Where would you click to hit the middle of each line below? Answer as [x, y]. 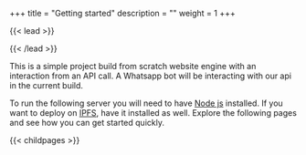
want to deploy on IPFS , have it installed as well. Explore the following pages [153, 113]
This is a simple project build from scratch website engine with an [133, 66]
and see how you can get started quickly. [87, 123]
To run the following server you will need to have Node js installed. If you [146, 103]
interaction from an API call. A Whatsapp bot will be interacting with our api [151, 76]
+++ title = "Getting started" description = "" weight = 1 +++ [122, 13]
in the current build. [47, 85]
